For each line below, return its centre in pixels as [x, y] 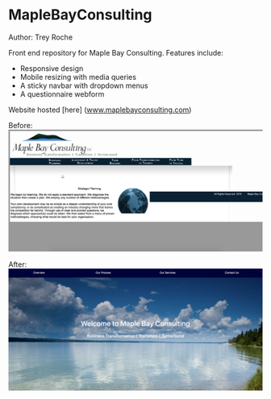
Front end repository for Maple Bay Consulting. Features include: [116, 52]
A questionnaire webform [62, 94]
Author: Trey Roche [41, 37]
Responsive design [52, 68]
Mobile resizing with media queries [78, 77]
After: [18, 264]
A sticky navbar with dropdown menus [84, 85]
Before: [21, 125]
